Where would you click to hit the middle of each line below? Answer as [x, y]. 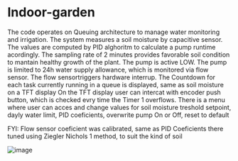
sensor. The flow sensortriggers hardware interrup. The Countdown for [111, 77]
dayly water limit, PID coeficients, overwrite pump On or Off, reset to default [118, 115]
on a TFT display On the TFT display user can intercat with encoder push [114, 92]
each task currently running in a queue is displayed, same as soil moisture [115, 84]
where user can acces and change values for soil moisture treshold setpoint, [119, 107]
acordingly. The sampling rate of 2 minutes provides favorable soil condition [119, 55]
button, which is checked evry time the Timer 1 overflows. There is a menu [117, 99]
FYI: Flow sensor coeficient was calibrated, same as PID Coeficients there [115, 128]
